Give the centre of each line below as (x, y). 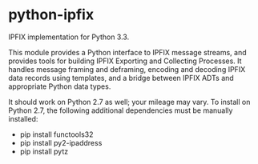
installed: (23, 118)
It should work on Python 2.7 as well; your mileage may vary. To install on (129, 102)
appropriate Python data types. (60, 86)
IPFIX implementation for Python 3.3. (69, 37)
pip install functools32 (56, 134)
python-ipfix (51, 15)
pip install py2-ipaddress (61, 142)
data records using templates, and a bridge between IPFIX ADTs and (121, 78)
